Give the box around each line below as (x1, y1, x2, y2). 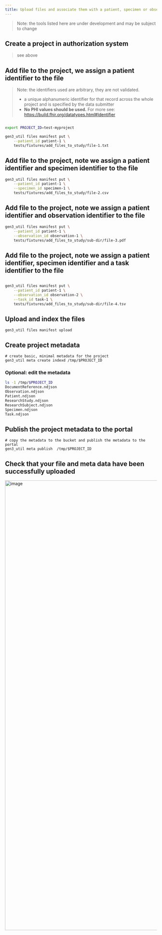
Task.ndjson (5, 412, 29, 417)
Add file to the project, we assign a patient (5, 66, 135, 75)
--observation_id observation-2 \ (13, 292, 83, 297)
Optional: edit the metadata (5, 369, 71, 376)
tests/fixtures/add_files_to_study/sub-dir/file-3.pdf (13, 238, 126, 243)
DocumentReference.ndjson (5, 385, 57, 390)
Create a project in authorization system (5, 40, 129, 48)
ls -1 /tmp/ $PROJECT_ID (5, 380, 53, 385)
